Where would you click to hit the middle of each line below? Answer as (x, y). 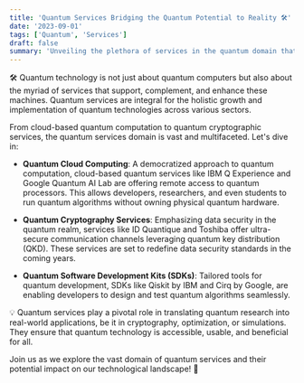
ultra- (261, 229)
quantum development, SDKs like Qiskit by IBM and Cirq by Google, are (155, 285)
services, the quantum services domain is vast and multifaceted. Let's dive (149, 137)
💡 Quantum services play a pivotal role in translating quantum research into (150, 313)
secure (35, 239)
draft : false (34, 43)
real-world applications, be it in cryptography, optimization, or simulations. (148, 322)
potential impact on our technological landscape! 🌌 (104, 369)
